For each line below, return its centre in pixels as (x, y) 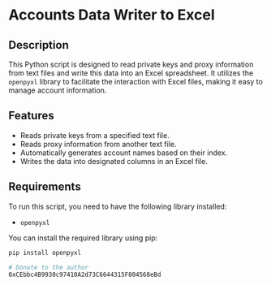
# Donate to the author (49, 267)
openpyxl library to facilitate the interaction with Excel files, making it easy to (136, 82)
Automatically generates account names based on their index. (124, 153)
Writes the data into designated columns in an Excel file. (114, 161)
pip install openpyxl (45, 253)
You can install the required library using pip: (83, 238)
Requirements (45, 187)
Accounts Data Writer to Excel (112, 15)
